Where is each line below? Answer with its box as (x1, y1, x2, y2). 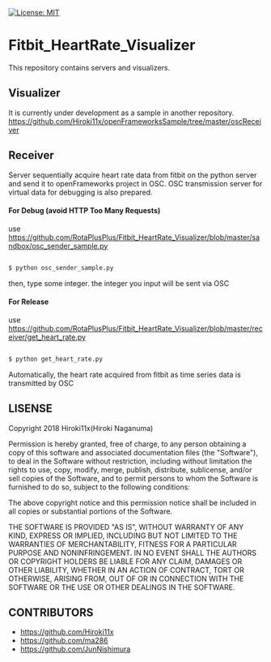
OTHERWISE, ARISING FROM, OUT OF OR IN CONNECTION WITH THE (8, 574, 244, 583)
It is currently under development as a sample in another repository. (8, 108, 235, 117)
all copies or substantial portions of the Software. (8, 506, 172, 516)
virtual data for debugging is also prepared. (8, 187, 153, 197)
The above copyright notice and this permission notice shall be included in (8, 498, 256, 507)
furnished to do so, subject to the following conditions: (8, 482, 190, 492)
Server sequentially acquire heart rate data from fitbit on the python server (8, 170, 257, 180)
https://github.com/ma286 (19, 636, 108, 646)
